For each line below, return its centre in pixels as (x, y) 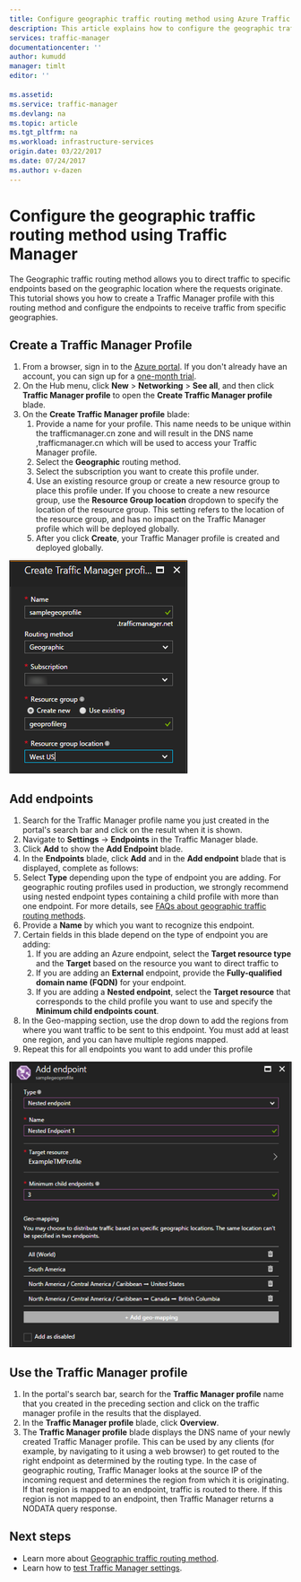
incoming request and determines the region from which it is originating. (155, 1480)
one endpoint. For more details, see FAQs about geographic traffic (144, 906)
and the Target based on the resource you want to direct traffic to (157, 964)
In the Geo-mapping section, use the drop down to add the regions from (155, 1021)
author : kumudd (38, 57)
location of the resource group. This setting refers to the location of (160, 510)
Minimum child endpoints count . (97, 1011)
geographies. (34, 317)
